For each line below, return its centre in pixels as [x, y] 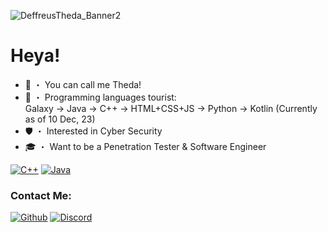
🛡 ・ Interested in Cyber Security [93, 131]
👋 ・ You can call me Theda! [83, 84]
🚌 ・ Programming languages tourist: [100, 97]
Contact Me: [41, 195]
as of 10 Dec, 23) [60, 119]
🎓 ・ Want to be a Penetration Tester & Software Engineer [145, 146]
